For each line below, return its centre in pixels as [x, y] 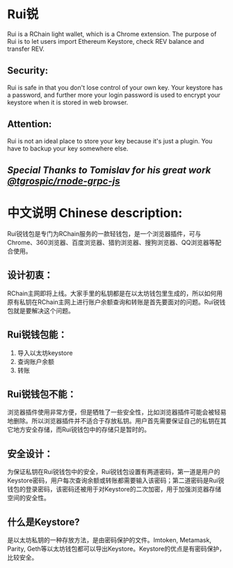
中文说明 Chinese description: [95, 213]
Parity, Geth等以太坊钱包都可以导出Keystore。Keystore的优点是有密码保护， [116, 549]
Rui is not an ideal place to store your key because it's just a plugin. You [110, 141]
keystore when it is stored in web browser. [68, 102]
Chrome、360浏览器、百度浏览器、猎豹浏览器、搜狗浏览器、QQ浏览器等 [111, 242]
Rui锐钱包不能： [42, 394]
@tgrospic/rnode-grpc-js [64, 181]
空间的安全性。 [29, 498]
